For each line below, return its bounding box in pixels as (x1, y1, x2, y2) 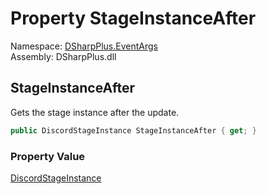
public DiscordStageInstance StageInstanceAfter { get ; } (10, 125, 257, 136)
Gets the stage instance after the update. (10, 106, 180, 118)
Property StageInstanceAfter (10, 7, 257, 30)
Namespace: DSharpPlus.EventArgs (10, 40, 158, 52)
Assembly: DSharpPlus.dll (10, 50, 117, 62)
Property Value (10, 149, 86, 163)
